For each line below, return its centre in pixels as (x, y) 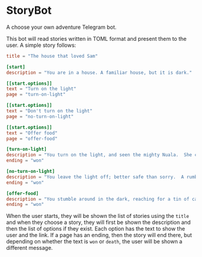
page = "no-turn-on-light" (40, 116)
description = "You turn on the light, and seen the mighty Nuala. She (99, 155)
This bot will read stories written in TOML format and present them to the (96, 38)
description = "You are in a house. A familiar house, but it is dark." (99, 73)
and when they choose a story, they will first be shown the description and (99, 222)
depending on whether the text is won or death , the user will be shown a (94, 241)
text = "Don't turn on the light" (50, 111)
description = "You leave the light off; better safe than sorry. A (95, 177)
